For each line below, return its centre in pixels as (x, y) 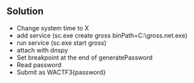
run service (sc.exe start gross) (62, 43)
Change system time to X (53, 28)
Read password (39, 64)
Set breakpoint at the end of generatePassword (84, 57)
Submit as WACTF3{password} (61, 72)
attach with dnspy (42, 50)
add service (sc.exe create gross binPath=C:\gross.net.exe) (102, 35)
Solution (25, 11)
